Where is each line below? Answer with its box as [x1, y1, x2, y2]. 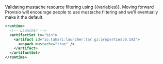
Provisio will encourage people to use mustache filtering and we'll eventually [5, 9, 158, 15]
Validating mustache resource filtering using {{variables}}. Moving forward [5, 4, 154, 10]
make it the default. [5, 14, 44, 20]
